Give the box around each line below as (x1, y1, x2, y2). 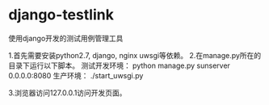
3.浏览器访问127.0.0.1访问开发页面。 (8, 87, 127, 98)
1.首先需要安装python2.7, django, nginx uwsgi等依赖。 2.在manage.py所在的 (8, 50, 262, 60)
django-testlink (8, 6, 115, 24)
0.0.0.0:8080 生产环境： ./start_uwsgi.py (8, 70, 144, 80)
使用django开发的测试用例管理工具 (8, 33, 124, 43)
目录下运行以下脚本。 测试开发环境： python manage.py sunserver (8, 61, 230, 70)
